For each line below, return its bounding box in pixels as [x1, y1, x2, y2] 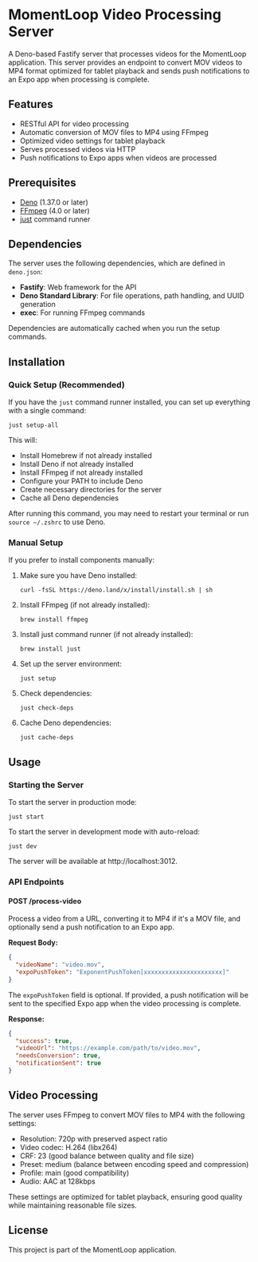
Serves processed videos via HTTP [19, 144, 136, 153]
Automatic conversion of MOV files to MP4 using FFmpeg [19, 127, 209, 137]
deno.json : [8, 267, 43, 277]
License [8, 1224, 49, 1237]
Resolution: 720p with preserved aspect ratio [19, 1133, 168, 1144]
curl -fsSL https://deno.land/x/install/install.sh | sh [19, 586, 213, 595]
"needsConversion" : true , [15, 1052, 102, 1060]
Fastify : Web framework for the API [19, 282, 137, 293]
